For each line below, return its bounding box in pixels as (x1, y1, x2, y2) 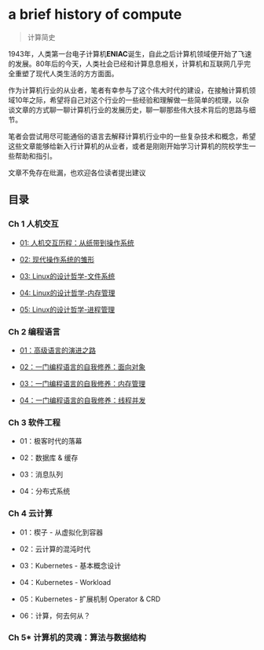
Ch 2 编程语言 (8, 326, 60, 337)
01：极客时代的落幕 (19, 436, 82, 446)
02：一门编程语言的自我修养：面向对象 (19, 362, 146, 371)
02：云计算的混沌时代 (19, 544, 91, 553)
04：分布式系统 (19, 487, 71, 496)
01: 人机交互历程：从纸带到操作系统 (19, 238, 135, 247)
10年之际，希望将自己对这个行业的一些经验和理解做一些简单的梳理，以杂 (14, 95, 250, 104)
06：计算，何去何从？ (19, 611, 91, 620)
